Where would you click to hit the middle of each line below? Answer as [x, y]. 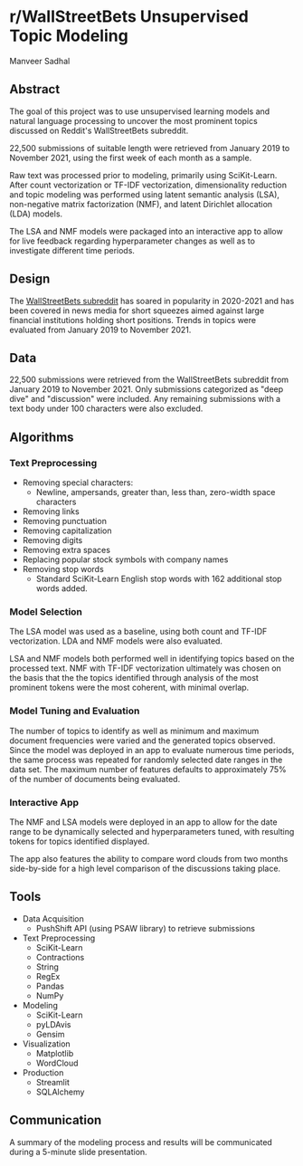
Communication [56, 1120]
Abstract [35, 89]
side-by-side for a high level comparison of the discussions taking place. [145, 868]
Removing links [51, 511]
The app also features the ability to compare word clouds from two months [149, 858]
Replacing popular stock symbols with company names [125, 559]
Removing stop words [63, 569]
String [47, 967]
